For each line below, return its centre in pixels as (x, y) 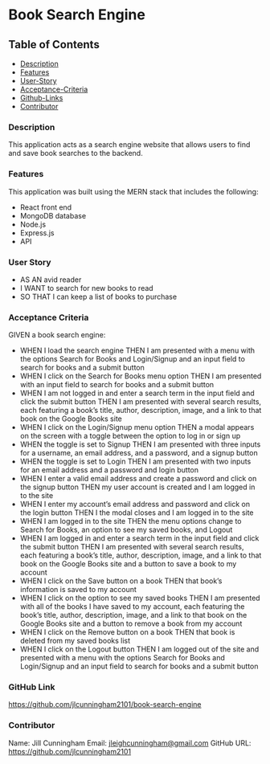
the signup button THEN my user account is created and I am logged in (137, 487)
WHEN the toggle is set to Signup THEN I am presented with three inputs (140, 444)
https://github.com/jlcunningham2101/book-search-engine (105, 705)
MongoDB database (53, 215)
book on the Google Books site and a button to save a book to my (128, 564)
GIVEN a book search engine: (57, 335)
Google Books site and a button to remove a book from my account (131, 623)
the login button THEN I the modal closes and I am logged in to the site (137, 513)
